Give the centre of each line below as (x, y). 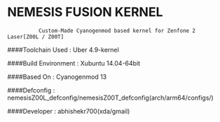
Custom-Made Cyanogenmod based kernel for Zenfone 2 (117, 31)
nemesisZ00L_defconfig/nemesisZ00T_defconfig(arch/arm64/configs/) (110, 98)
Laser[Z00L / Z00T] (36, 37)
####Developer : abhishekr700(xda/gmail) (69, 111)
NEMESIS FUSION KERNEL (85, 12)
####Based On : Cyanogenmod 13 (57, 77)
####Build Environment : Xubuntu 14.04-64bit (74, 63)
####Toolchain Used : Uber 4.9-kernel (63, 49)
